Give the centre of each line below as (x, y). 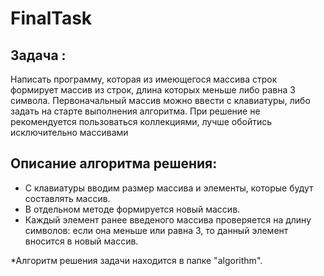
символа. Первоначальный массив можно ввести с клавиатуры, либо (160, 100)
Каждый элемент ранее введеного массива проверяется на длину (168, 219)
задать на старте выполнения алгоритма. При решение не (135, 111)
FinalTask (51, 18)
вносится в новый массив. (81, 241)
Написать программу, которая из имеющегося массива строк (144, 79)
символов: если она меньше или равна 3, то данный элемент (156, 230)
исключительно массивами (69, 132)
